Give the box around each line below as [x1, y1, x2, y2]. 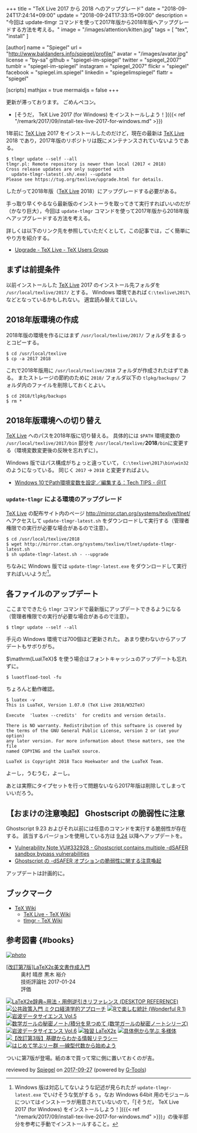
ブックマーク [6, 888, 53, 898]
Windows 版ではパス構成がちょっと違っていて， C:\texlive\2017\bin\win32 [6, 459, 189, 466]
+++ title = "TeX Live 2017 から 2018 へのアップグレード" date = [6, 5, 161, 12]
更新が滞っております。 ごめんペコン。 [6, 99, 99, 106]
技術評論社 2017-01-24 [21, 978, 76, 985]
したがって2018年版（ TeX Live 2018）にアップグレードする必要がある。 [6, 188, 180, 195]
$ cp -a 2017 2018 [6, 355, 51, 362]
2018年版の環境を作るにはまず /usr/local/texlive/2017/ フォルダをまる [6, 331, 182, 338]
